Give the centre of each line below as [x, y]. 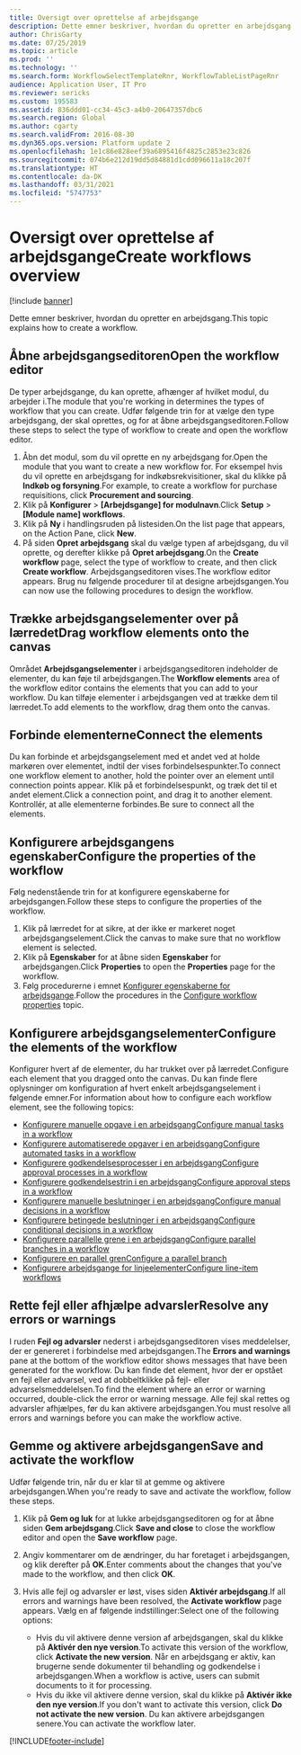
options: [37, 1620]
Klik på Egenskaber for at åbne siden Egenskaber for [122, 958]
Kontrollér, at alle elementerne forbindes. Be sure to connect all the [132, 805]
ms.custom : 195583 [44, 101]
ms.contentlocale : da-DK [56, 176]
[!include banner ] [41, 300]
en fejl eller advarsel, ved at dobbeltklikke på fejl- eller [110, 1379]
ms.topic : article [44, 51]
